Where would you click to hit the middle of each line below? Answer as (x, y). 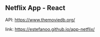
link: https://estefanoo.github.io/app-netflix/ (50, 29)
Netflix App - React (35, 8)
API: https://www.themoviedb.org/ (40, 19)
